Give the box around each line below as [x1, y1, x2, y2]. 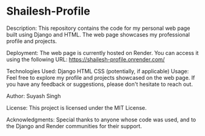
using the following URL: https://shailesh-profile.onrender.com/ [6, 55, 165, 63]
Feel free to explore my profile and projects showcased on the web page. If [6, 74, 195, 81]
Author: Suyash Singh [6, 92, 61, 99]
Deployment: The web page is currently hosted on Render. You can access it [6, 49, 199, 56]
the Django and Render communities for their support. [6, 122, 142, 129]
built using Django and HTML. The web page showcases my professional [6, 30, 190, 38]
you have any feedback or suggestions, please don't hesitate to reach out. [6, 81, 193, 88]
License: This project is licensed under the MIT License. [6, 104, 147, 111]
